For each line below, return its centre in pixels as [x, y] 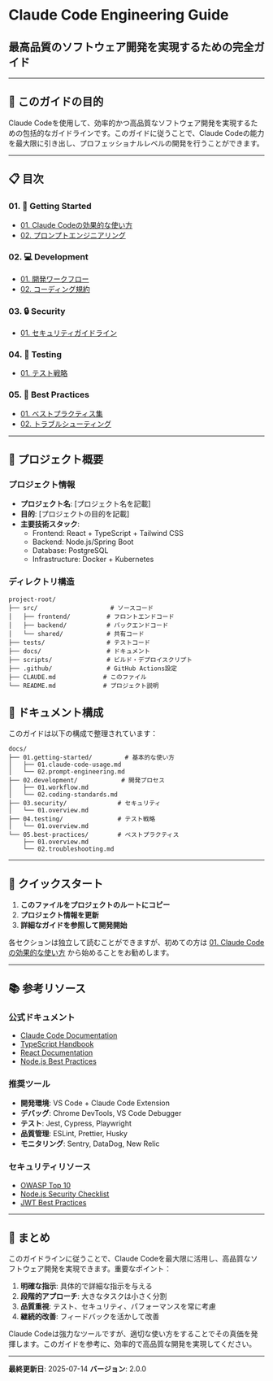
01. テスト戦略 [44, 373]
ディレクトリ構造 [41, 582]
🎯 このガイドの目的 [56, 102]
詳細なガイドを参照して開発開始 [74, 926]
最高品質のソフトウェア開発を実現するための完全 [131, 47]
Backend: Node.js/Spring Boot [83, 542]
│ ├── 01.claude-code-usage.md [65, 765]
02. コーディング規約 [55, 289]
